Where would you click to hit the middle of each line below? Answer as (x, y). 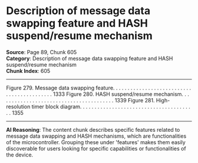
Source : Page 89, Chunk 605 (42, 52)
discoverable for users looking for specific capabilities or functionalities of (96, 148)
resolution (18, 107)
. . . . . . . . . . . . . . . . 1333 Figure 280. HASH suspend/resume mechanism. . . (98, 94)
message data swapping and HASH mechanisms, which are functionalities (96, 136)
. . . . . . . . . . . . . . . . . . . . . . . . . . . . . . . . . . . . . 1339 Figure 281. (80, 100)
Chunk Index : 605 (28, 71)
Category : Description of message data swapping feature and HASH (90, 58)
